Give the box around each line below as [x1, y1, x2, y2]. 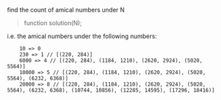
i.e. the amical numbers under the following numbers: [7, 32, 157, 40]
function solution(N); [23, 19, 83, 27]
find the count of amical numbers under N [7, 6, 125, 14]
